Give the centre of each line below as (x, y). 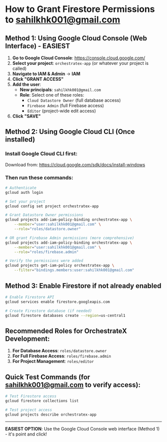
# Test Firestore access (31, 396)
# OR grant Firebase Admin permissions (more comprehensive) (70, 238)
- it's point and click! (26, 434)
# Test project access (29, 410)
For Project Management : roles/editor (53, 361)
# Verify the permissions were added (44, 261)
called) (19, 69)
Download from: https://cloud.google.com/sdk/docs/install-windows (75, 164)
